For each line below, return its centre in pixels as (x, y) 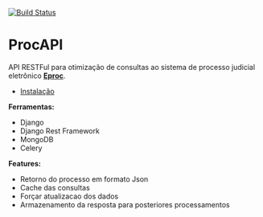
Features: (25, 163)
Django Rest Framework (60, 131)
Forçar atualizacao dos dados (69, 196)
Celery (31, 148)
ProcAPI (36, 45)
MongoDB (37, 139)
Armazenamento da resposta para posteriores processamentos (125, 204)
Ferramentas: (31, 106)
